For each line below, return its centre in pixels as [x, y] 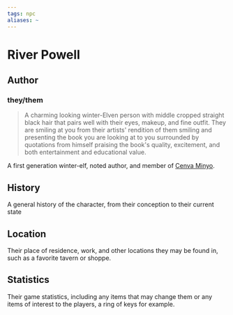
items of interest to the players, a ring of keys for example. [91, 304]
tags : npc [22, 14]
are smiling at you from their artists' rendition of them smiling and [118, 130]
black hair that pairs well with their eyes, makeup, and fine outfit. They [125, 123]
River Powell [44, 55]
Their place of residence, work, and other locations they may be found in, [113, 251]
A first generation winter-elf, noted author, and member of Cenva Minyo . [111, 166]
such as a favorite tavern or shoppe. [59, 258]
